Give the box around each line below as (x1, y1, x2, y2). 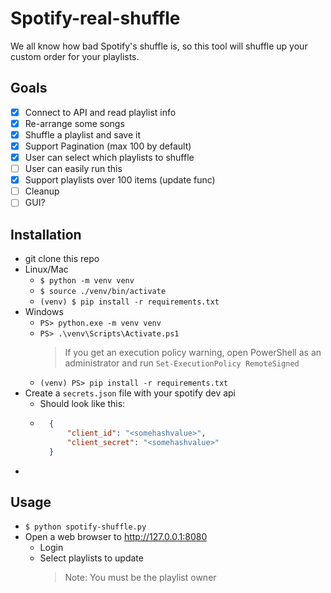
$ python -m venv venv (39, 276, 135, 286)
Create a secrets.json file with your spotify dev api (24, 387, 237, 399)
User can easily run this (24, 163, 123, 175)
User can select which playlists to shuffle (24, 152, 195, 163)
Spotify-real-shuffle (10, 7, 181, 30)
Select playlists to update (39, 552, 144, 564)
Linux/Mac (24, 263, 69, 276)
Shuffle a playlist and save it (24, 128, 142, 141)
